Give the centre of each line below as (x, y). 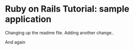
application (28, 19)
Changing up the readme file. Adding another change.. (59, 33)
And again (15, 42)
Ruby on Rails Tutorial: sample (67, 9)
